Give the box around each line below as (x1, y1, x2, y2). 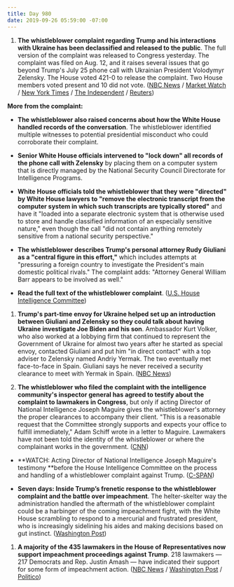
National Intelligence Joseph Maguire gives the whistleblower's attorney (17, 405, 226, 413)
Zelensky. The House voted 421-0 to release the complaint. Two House (17, 73, 223, 81)
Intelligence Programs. (17, 173, 83, 182)
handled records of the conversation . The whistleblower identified (17, 123, 212, 131)
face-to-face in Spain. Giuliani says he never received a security (17, 361, 203, 370)
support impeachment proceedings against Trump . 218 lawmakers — (17, 550, 222, 558)
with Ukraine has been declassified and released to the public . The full (17, 43, 226, 52)
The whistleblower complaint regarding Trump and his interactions (17, 36, 216, 44)
